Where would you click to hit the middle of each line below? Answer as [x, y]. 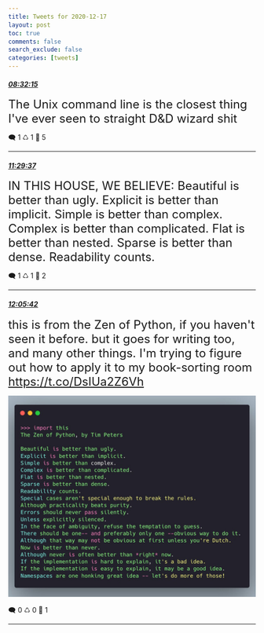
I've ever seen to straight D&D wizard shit [123, 119]
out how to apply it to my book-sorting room [130, 367]
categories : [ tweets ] [44, 58]
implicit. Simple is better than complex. [115, 214]
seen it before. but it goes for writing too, [122, 338]
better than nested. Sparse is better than [121, 243]
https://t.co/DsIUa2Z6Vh [76, 381]
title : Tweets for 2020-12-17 [58, 16]
